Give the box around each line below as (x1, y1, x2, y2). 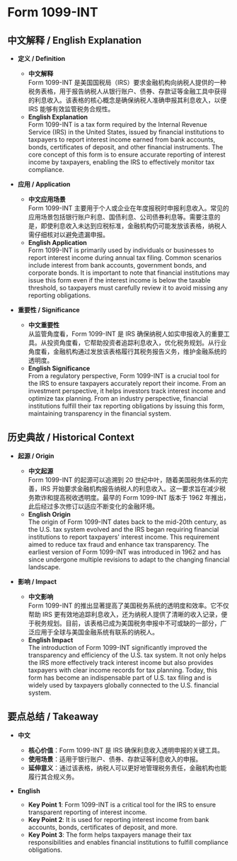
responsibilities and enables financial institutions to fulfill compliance (28, 838, 229, 846)
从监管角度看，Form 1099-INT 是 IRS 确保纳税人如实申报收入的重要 (28, 330, 224, 338)
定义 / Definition (17, 55, 66, 62)
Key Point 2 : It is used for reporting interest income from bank (28, 815, 209, 823)
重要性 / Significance (17, 306, 80, 314)
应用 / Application (17, 180, 71, 188)
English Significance (28, 364, 91, 372)
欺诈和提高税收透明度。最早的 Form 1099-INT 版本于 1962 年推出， (34, 493, 230, 501)
